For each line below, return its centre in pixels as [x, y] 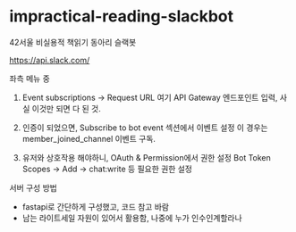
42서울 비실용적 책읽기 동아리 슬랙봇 [73, 42]
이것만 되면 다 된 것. [66, 108]
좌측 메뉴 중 [30, 79]
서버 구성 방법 [34, 187]
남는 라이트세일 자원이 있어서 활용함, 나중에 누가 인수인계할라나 [132, 218]
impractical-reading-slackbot [122, 17]
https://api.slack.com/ [50, 60]
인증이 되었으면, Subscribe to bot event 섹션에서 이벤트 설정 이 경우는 [145, 128]
